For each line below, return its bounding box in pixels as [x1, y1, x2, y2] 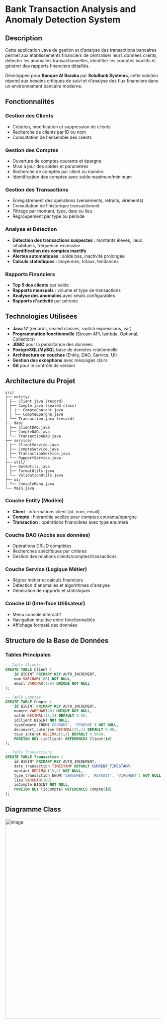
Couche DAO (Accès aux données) [5, 531, 90, 538]
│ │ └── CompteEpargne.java [5, 412, 64, 417]
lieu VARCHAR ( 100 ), [14, 777, 55, 783]
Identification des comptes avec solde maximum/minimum [12, 174, 132, 180]
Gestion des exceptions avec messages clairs [12, 357, 108, 363]
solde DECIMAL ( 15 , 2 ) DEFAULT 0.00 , [14, 713, 88, 718]
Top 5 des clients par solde [12, 282, 69, 288]
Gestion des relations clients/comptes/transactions [12, 554, 117, 559]
